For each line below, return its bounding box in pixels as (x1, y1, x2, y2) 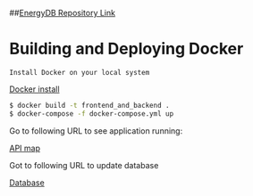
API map (9, 143, 40, 153)
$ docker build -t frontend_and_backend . (9, 101, 170, 110)
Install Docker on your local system (9, 68, 150, 77)
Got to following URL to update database (9, 159, 159, 170)
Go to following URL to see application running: (9, 125, 183, 136)
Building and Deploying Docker (9, 39, 244, 59)
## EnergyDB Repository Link (9, 8, 116, 18)
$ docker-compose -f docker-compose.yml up (9, 109, 174, 118)
